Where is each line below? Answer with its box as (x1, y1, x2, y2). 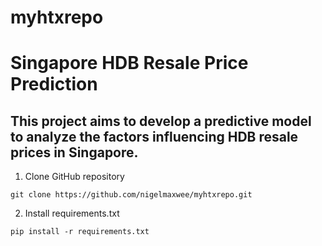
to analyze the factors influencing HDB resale (10, 128, 299, 145)
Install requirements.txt (24, 207, 120, 220)
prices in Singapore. (10, 144, 139, 161)
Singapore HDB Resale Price (10, 52, 249, 75)
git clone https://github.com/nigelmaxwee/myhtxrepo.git (10, 190, 253, 200)
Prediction (10, 73, 98, 96)
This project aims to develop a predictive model (10, 112, 312, 130)
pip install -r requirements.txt (10, 227, 150, 237)
